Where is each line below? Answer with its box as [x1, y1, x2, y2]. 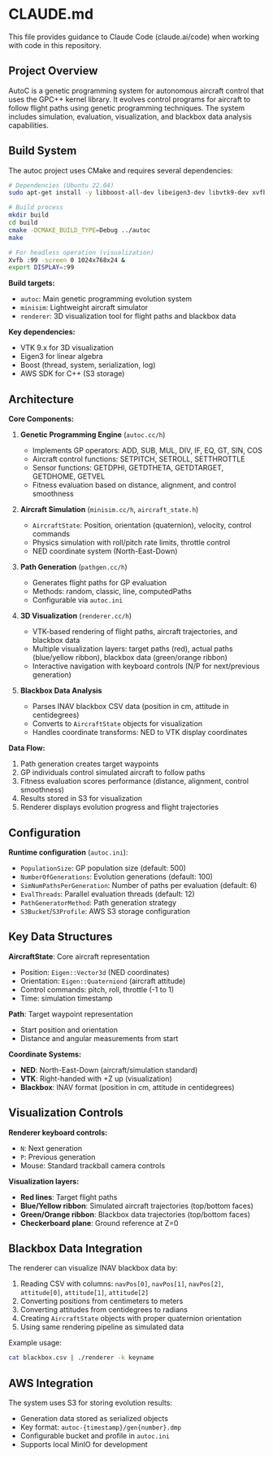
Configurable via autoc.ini [32, 595, 123, 605]
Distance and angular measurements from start [19, 1033, 179, 1043]
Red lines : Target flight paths [19, 1192, 118, 1201]
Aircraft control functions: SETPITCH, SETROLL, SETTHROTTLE [32, 454, 245, 464]
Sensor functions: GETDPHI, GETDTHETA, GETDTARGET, [32, 463, 224, 473]
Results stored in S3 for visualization [19, 794, 143, 803]
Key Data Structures [8, 930, 113, 944]
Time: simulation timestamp [19, 993, 113, 1003]
